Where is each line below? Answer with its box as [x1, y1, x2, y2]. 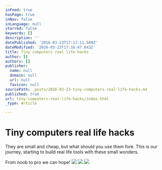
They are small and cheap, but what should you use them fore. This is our [5, 144, 157, 150]
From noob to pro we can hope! [5, 159, 70, 165]
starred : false [5, 26, 37, 31]
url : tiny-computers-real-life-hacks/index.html [5, 96, 109, 101]
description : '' [5, 36, 39, 41]
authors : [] [5, 59, 30, 64]
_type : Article [5, 101, 37, 106]
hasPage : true [5, 12, 35, 17]
